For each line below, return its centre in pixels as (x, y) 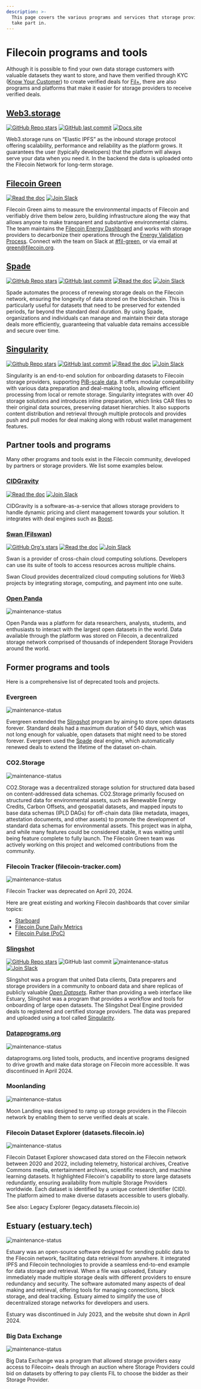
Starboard (27, 920)
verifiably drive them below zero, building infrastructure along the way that (98, 215)
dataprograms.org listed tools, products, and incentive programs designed (98, 1058)
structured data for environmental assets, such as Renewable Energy (91, 800)
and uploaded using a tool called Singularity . (61, 1018)
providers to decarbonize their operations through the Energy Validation (95, 234)
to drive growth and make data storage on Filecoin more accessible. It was (98, 1064)
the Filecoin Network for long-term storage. (60, 165)
